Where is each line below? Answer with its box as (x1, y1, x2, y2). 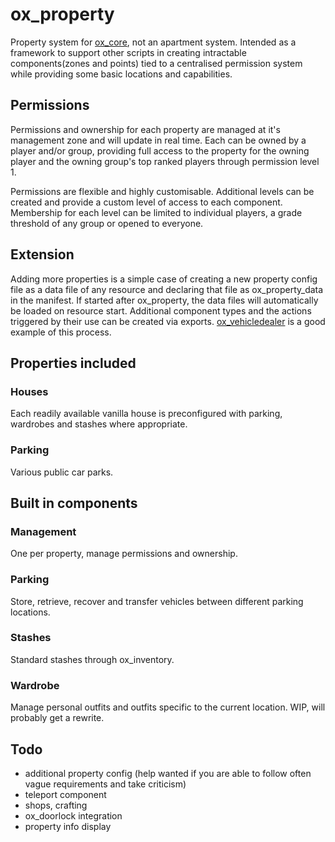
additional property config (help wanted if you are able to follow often (24, 767, 312, 779)
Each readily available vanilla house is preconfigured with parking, (10, 408, 283, 420)
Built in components (10, 494, 138, 512)
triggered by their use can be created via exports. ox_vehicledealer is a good (10, 315, 326, 327)
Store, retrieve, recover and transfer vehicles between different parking (10, 595, 304, 607)
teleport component (24, 788, 107, 800)
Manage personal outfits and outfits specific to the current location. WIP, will (10, 701, 326, 713)
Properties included (10, 354, 137, 372)
